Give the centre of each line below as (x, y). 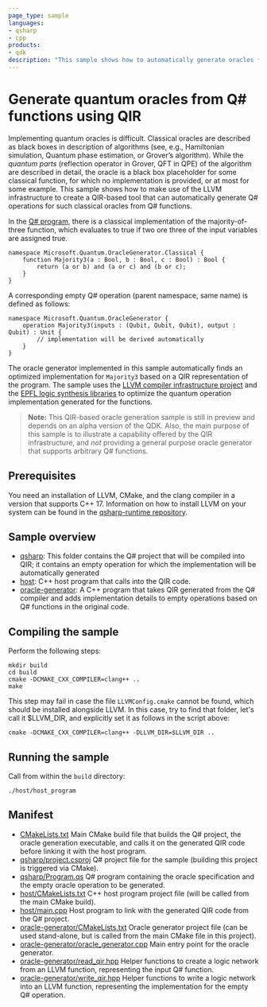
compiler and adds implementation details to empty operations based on (139, 598)
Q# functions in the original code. (74, 607)
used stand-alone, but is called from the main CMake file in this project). (138, 935)
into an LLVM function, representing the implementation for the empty (134, 986)
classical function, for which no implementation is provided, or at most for (129, 181)
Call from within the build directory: (67, 776)
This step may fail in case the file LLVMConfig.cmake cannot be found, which (131, 702)
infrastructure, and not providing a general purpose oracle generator (140, 442)
